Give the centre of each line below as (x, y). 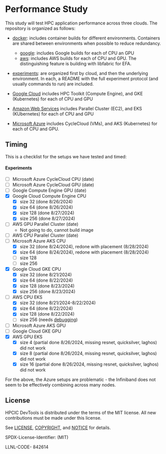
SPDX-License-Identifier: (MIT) (37, 437)
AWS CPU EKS (27, 297)
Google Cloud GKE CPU (37, 269)
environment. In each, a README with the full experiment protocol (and (85, 78)
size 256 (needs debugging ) (49, 320)
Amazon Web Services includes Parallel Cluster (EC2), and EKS (77, 108)
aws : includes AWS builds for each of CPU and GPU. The (78, 58)
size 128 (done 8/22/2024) (47, 314)
